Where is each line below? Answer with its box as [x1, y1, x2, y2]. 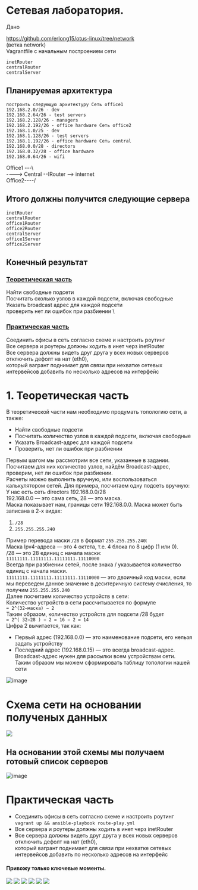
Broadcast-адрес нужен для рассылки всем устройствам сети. [14, 653, 176, 660]
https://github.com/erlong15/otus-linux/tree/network [6, 35, 135, 42]
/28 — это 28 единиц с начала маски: [6, 550, 102, 557]
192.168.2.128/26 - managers [6, 117, 78, 123]
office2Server [6, 241, 42, 247]
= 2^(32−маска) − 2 [6, 606, 55, 612]
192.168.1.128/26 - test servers [6, 132, 89, 139]
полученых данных [6, 711, 108, 724]
